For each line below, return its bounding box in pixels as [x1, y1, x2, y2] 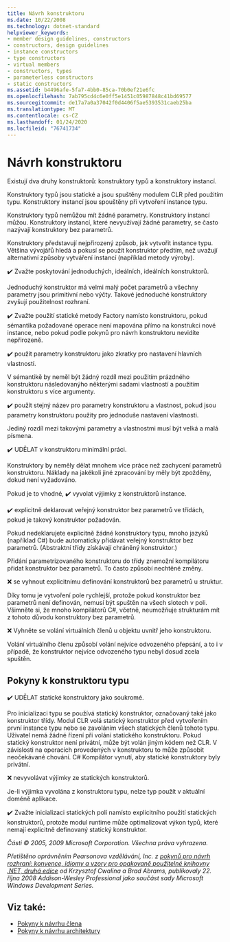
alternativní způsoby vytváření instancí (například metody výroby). [7, 253, 195, 262]
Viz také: [7, 901, 46, 913]
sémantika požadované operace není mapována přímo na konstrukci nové [7, 321, 216, 330]
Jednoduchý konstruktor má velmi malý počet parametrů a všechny [7, 283, 198, 292]
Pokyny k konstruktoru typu [7, 674, 129, 687]
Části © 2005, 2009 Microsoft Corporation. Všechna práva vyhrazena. [7, 839, 208, 847]
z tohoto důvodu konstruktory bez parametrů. [7, 613, 136, 621]
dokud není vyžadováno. [7, 476, 77, 484]
